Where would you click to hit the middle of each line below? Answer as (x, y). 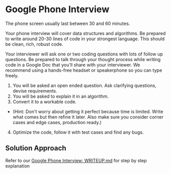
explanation (18, 166)
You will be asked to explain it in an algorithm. (60, 96)
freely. (12, 75)
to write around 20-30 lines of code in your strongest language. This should (85, 39)
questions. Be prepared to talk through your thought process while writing (83, 59)
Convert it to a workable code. (44, 101)
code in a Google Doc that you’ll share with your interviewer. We (73, 65)
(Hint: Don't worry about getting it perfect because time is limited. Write (88, 111)
